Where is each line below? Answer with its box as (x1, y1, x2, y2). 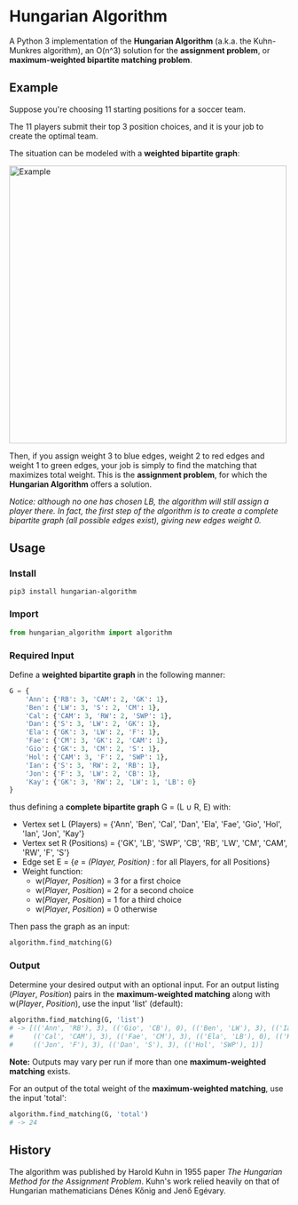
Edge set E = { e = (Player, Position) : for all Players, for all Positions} (21, 857, 271, 867)
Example (9, 80, 59, 95)
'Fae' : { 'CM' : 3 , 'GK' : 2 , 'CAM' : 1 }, (25, 736, 169, 746)
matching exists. (9, 1065, 71, 1076)
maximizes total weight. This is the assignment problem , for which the (9, 469, 268, 480)
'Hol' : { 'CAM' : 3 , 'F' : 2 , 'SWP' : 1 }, (25, 753, 169, 762)
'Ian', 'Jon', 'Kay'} (21, 828, 85, 839)
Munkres (9, 44, 42, 55)
